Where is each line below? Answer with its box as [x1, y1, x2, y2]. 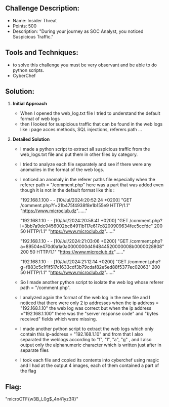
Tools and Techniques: [5, 48, 78, 57]
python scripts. [12, 67, 45, 73]
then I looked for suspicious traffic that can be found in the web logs [20, 121, 163, 127]
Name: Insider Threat [12, 17, 57, 23]
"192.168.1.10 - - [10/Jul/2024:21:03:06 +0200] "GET [20, 238, 129, 245]
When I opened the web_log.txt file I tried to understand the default [20, 110, 160, 116]
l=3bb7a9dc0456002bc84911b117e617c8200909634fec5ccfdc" [20, 223, 153, 229]
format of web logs [20, 116, 60, 122]
